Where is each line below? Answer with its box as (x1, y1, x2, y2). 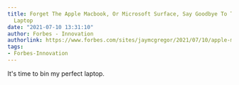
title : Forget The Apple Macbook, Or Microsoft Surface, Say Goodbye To (7, 10, 228, 18)
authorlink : (7, 37, 43, 44)
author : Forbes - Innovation (7, 30, 94, 38)
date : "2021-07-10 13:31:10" (7, 23, 94, 30)
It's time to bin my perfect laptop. (7, 69, 105, 78)
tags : (7, 43, 23, 50)
